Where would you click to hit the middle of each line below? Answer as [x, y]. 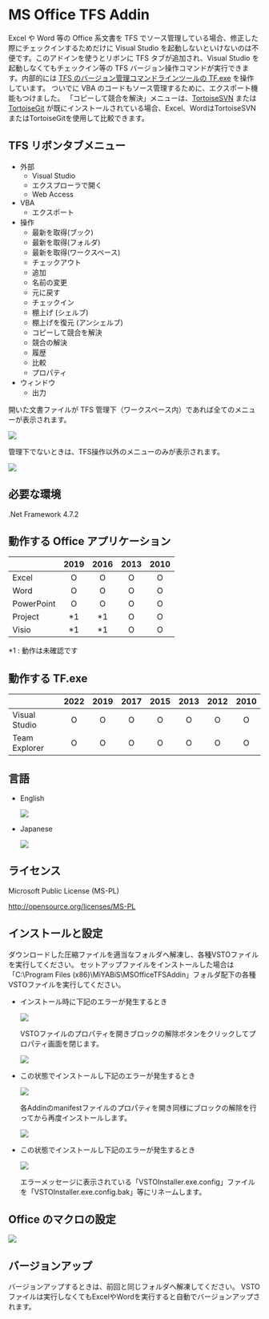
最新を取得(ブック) [62, 232]
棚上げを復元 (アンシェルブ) [78, 322]
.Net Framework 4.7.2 [44, 514]
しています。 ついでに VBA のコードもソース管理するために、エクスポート [130, 88]
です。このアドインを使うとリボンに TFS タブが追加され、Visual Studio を [137, 58]
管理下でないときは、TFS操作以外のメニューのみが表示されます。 [116, 451]
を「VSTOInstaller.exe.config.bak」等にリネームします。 [113, 1192]
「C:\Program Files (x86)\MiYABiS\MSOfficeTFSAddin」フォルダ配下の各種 [132, 974]
